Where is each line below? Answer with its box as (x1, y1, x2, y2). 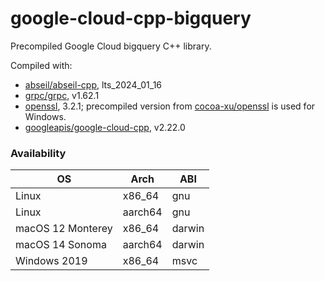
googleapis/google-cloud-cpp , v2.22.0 (24, 121, 186, 133)
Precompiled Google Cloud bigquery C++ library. (10, 40, 212, 52)
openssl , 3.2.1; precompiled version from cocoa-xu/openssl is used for (24, 100, 316, 112)
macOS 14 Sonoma (15, 238, 107, 252)
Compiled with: (10, 59, 73, 71)
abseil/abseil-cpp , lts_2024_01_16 (24, 78, 163, 91)
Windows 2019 (15, 254, 88, 268)
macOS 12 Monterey (15, 222, 113, 236)
